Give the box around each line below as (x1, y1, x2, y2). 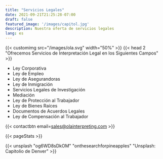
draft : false (5, 17, 33, 22)
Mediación (12, 92, 35, 98)
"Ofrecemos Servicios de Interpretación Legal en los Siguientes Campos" (5, 50, 158, 56)
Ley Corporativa (12, 65, 47, 71)
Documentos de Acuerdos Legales (12, 108, 85, 114)
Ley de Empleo (12, 71, 44, 76)
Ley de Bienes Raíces (12, 103, 58, 109)
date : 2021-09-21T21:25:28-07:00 (5, 12, 76, 17)
